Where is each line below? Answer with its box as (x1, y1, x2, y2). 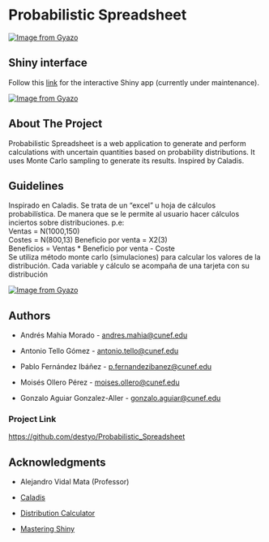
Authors (8, 308, 51, 322)
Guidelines (8, 179, 64, 192)
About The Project (8, 117, 103, 131)
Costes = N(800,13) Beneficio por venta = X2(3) (8, 235, 168, 245)
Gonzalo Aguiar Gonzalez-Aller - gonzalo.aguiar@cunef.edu (19, 394, 221, 403)
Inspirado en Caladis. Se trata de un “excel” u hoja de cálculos (8, 200, 216, 210)
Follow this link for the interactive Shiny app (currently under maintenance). (8, 77, 260, 87)
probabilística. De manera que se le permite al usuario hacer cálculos (8, 209, 240, 219)
